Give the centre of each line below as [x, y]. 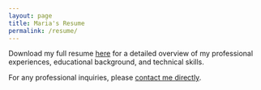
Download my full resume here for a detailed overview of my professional [131, 54]
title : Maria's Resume [47, 23]
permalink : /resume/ [43, 31]
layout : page [30, 16]
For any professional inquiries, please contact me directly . [105, 78]
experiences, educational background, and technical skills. [107, 62]
